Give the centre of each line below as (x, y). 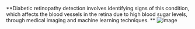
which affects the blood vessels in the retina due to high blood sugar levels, (97, 14)
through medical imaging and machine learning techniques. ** (81, 20)
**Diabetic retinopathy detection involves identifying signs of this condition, (98, 8)
